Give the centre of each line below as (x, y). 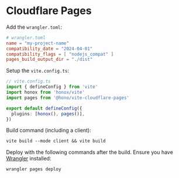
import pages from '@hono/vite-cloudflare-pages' (68, 98)
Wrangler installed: (29, 159)
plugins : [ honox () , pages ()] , (48, 114)
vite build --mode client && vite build (56, 141)
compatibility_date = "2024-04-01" (49, 49)
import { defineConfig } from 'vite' (52, 87)
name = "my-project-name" (37, 43)
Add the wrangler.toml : (34, 27)
